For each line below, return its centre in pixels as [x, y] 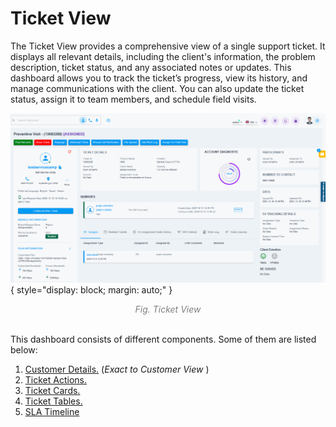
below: [24, 350]
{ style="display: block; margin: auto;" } [91, 290]
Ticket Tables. [53, 401]
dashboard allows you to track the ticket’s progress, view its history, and [159, 78]
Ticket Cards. [52, 391]
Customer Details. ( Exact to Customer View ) [117, 369]
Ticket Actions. [55, 380]
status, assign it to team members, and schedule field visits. [133, 99]
